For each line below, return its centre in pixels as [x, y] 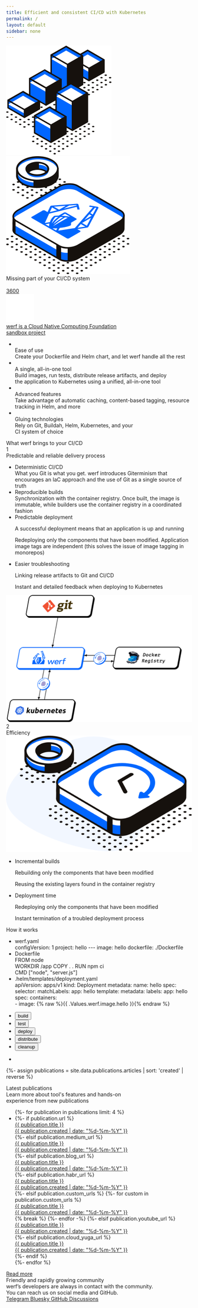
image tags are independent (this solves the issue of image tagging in [99, 546]
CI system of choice [39, 432]
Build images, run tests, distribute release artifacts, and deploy [90, 375]
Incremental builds [37, 861]
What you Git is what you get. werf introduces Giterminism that [91, 473]
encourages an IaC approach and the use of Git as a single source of [98, 480]
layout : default [26, 25]
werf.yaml [27, 941]
